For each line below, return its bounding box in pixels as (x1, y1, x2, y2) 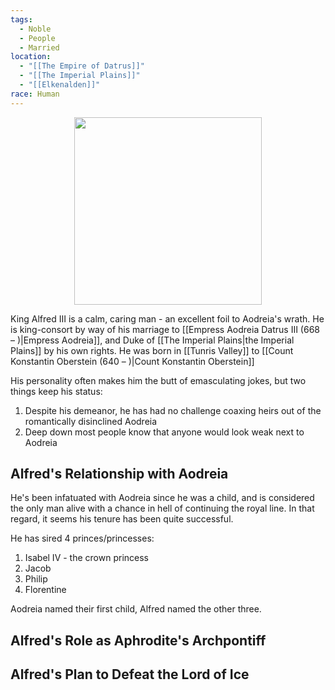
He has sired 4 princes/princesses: (10, 532, 155, 545)
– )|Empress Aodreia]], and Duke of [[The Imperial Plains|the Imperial (10, 334, 295, 346)
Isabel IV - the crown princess (24, 552, 149, 564)
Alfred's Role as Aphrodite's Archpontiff (10, 632, 267, 649)
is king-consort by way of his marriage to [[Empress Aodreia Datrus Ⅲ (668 (10, 323, 320, 335)
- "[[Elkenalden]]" (19, 80, 101, 90)
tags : (10, 14, 33, 25)
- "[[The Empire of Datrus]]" (19, 61, 145, 71)
